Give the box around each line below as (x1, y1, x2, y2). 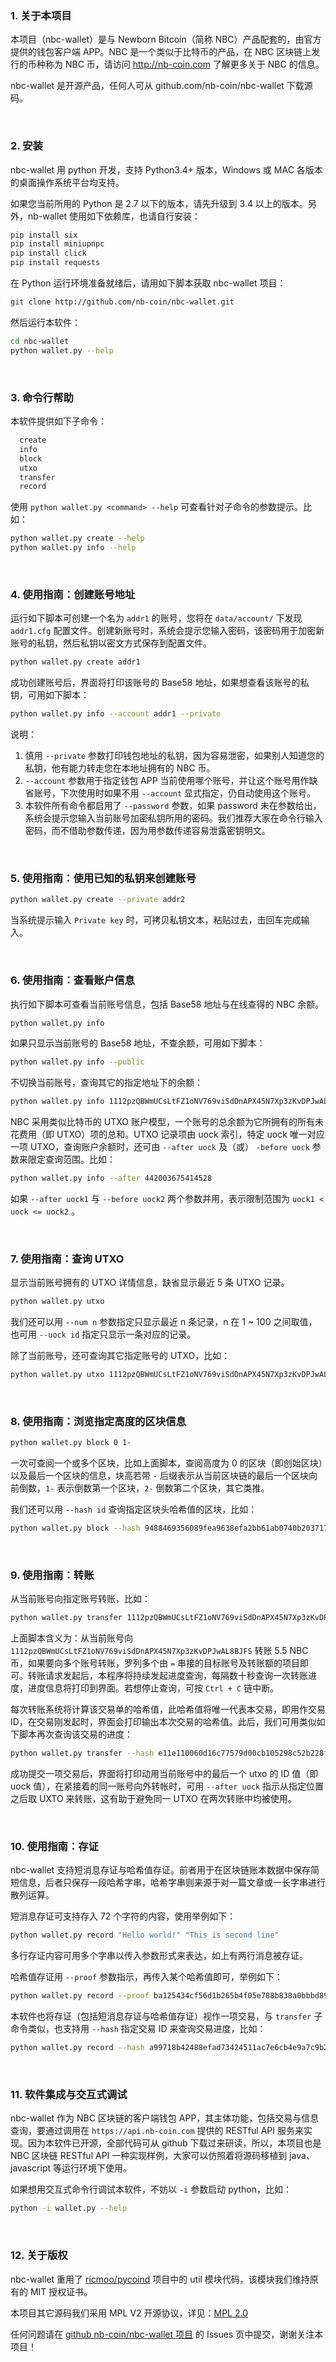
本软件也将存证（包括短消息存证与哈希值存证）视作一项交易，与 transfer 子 (10, 2010, 323, 2022)
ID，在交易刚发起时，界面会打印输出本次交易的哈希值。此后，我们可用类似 (10, 1716, 317, 1728)
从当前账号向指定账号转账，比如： (10, 1593, 151, 1605)
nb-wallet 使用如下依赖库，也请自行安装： (27, 210, 202, 222)
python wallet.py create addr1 (10, 657, 141, 667)
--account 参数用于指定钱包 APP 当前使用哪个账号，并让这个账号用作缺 (24, 775, 318, 787)
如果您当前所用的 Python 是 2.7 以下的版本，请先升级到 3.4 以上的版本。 (10, 197, 308, 209)
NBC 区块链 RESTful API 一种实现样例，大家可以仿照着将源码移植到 (10, 2150, 288, 2162)
